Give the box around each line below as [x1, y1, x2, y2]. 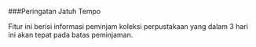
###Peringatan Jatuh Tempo [8, 7, 101, 16]
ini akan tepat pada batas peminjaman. [8, 31, 133, 39]
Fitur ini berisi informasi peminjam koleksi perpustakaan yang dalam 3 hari [8, 22, 249, 31]
